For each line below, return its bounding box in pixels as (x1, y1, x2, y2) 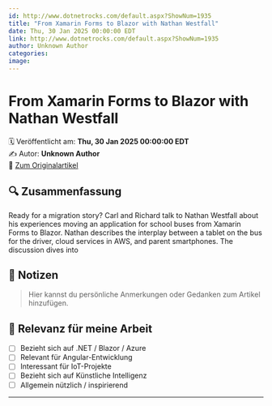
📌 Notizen (8, 268, 59, 282)
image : (8, 58, 31, 66)
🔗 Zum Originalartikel (8, 160, 79, 170)
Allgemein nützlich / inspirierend (19, 380, 128, 390)
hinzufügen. (28, 298, 69, 308)
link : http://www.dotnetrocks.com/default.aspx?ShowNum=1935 (8, 34, 219, 43)
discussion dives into (8, 245, 79, 254)
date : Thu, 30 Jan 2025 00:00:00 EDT (8, 27, 136, 35)
